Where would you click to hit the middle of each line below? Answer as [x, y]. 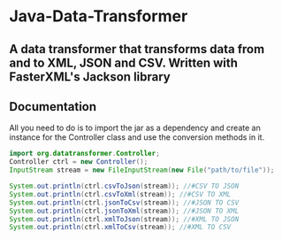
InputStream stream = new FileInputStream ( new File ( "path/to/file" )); [142, 170]
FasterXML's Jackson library [90, 77]
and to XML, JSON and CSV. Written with [124, 62]
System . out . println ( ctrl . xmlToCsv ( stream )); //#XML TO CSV [120, 228]
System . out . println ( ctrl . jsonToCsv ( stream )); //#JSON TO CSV [124, 202]
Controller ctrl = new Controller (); [79, 162]
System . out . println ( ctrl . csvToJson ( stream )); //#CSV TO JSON [124, 186]
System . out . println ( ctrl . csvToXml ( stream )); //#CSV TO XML [120, 194]
